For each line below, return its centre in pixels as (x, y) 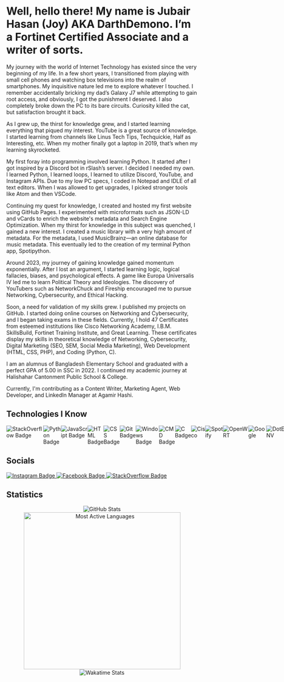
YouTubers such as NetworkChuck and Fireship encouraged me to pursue (99, 288)
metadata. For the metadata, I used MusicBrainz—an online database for (97, 238)
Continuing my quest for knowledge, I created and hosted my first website (99, 206)
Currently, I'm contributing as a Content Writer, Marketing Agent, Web (93, 388)
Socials (21, 461)
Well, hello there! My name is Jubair (98, 11)
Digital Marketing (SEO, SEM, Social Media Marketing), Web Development (98, 346)
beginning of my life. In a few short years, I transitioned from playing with (98, 73)
